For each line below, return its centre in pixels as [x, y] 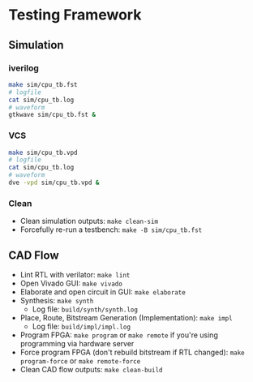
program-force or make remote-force [80, 361]
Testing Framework [75, 15]
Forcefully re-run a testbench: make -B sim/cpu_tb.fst [111, 230]
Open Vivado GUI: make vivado [71, 283]
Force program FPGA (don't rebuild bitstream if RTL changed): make [132, 352]
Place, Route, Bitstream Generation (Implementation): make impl [126, 318]
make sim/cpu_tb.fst [43, 84]
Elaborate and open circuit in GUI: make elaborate [103, 292]
